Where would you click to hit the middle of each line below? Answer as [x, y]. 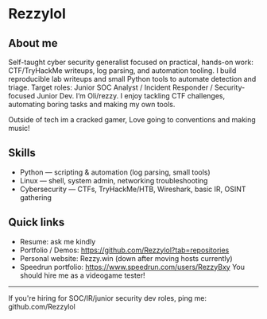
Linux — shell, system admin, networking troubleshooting [114, 180]
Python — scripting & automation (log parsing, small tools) [115, 172]
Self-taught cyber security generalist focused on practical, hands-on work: [131, 62]
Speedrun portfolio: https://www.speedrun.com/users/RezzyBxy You [132, 267]
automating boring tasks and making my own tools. [92, 104]
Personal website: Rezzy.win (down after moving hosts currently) [126, 258]
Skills [22, 153]
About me [33, 43]
